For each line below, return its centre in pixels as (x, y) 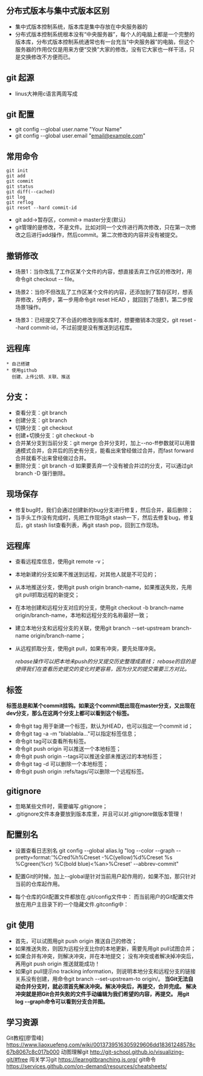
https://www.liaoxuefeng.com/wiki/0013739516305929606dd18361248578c (101, 1045)
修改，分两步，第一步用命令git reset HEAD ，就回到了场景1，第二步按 (107, 300)
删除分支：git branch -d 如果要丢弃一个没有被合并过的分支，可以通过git (104, 466)
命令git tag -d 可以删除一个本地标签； (62, 764)
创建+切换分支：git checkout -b (54, 435)
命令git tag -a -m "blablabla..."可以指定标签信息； (76, 734)
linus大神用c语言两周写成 (46, 93)
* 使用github (22, 370)
